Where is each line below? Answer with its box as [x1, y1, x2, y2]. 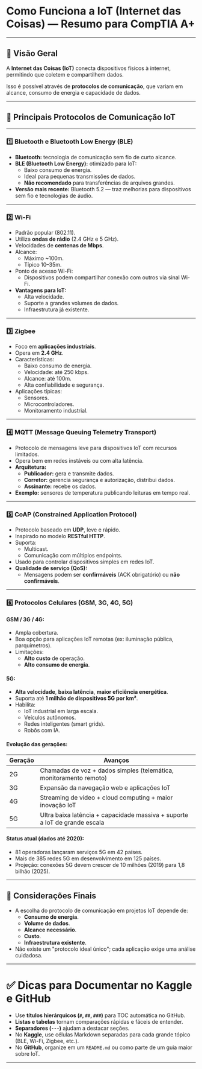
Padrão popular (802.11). [14, 229, 76, 236]
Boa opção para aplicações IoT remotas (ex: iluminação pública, [14, 635, 174, 643]
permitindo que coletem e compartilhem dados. [6, 71, 124, 78]
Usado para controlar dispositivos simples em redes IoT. [14, 558, 155, 565]
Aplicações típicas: [14, 388, 63, 395]
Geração [9, 756, 34, 764]
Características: [14, 356, 55, 363]
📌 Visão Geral [6, 48, 58, 59]
